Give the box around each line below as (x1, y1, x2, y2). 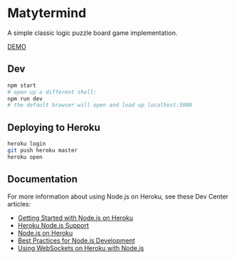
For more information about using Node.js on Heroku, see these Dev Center (7, 192, 229, 201)
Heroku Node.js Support (17, 221, 89, 229)
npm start (7, 82, 37, 89)
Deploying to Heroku (7, 121, 101, 133)
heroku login (7, 140, 46, 147)
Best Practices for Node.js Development (17, 236, 135, 245)
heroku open (7, 153, 43, 161)
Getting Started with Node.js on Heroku (17, 213, 134, 222)
